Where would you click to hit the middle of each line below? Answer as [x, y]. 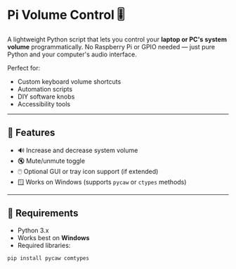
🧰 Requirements [43, 213]
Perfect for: [24, 68]
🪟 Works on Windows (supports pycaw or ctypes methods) [102, 182]
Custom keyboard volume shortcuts [69, 81]
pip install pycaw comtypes [48, 258]
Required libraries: [44, 245]
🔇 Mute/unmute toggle [51, 161]
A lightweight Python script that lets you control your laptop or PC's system [117, 39]
